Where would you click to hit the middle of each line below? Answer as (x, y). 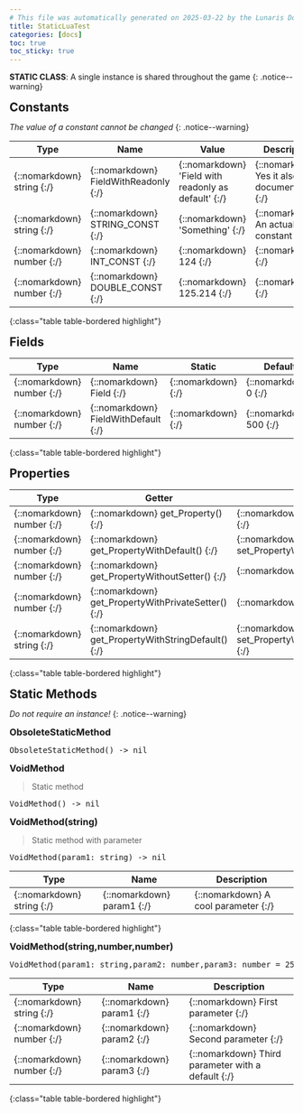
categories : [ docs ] (46, 34)
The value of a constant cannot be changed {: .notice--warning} (129, 127)
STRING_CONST (124, 225)
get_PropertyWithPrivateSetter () (158, 603)
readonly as (204, 188)
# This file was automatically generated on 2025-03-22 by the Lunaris (147, 18)
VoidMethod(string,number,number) (92, 947)
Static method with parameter (87, 840)
